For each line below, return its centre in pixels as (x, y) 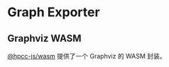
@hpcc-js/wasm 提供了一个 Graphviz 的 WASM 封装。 (87, 56)
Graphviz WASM (44, 38)
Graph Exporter (54, 12)
